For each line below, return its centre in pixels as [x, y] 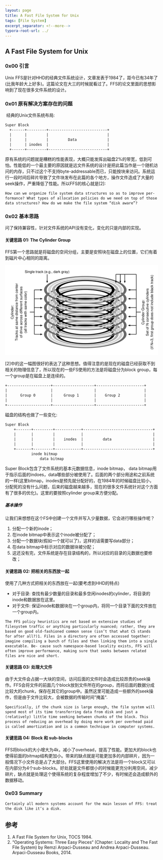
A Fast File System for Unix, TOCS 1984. [52, 837]
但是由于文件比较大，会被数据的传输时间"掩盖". [60, 697]
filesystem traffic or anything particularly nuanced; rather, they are [80, 626]
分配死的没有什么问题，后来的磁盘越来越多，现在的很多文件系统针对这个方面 [81, 487]
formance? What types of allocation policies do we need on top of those [81, 198]
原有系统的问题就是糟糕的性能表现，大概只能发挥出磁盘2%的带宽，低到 [76, 159]
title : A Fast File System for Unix [42, 15]
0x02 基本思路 [22, 216]
